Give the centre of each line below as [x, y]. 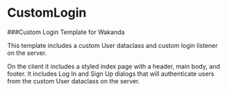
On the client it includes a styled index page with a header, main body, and [114, 66]
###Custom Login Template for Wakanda [66, 32]
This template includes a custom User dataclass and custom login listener [113, 45]
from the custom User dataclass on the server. [74, 81]
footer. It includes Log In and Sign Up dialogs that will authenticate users [111, 74]
